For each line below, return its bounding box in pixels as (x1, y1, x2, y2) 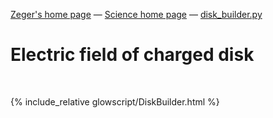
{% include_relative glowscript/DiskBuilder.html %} (10, 95, 220, 108)
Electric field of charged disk (10, 44, 255, 66)
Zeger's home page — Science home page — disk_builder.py (10, 9, 263, 20)
